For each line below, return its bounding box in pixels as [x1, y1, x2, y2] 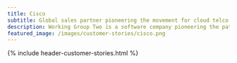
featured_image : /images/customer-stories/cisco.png [7, 29, 166, 37]
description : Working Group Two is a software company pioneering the [7, 23, 219, 30]
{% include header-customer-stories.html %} [7, 49, 139, 57]
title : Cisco [7, 10, 46, 17]
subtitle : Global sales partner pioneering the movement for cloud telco [7, 17, 229, 24]
